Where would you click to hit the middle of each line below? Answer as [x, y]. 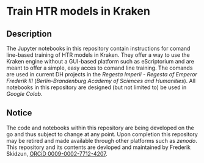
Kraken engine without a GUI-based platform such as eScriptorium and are [100, 61]
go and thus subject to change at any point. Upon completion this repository [102, 134]
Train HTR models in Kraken [78, 11]
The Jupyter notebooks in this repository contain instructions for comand [98, 48]
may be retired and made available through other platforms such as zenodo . [102, 140]
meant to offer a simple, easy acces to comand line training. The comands [100, 68]
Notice [19, 113]
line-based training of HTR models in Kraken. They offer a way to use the [98, 55]
